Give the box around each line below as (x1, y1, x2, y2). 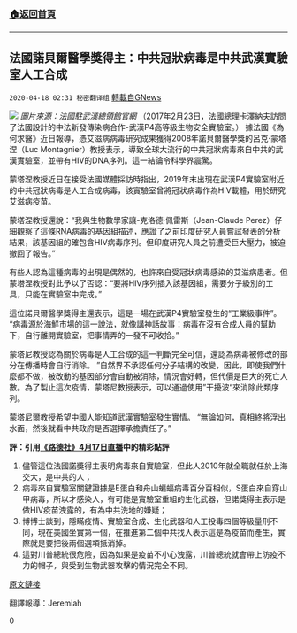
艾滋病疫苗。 (9, 197, 56, 207)
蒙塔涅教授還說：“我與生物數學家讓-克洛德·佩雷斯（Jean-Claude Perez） (9, 215, 275, 226)
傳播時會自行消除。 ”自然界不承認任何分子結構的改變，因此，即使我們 (24, 360, 278, 371)
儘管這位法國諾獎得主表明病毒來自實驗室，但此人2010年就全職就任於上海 (21, 460, 288, 471)
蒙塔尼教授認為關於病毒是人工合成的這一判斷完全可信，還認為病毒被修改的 (9, 349, 280, 359)
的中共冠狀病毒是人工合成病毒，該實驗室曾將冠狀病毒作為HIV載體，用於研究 (9, 185, 286, 196)
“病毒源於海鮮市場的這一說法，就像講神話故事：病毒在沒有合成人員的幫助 (9, 319, 277, 329)
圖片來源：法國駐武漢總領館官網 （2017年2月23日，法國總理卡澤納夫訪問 (19, 111, 286, 121)
